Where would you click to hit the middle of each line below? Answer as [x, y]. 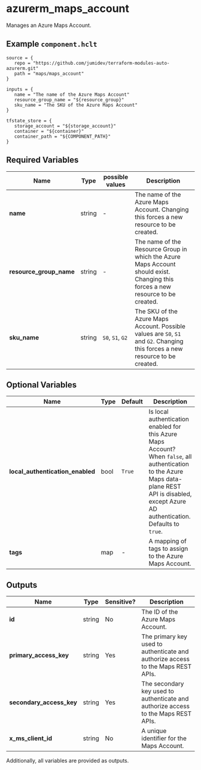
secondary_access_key [43, 702]
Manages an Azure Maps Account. [49, 25]
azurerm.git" [22, 68]
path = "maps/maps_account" [49, 74]
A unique [154, 731]
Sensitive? [120, 602]
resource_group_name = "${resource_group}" [69, 100]
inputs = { [20, 89]
